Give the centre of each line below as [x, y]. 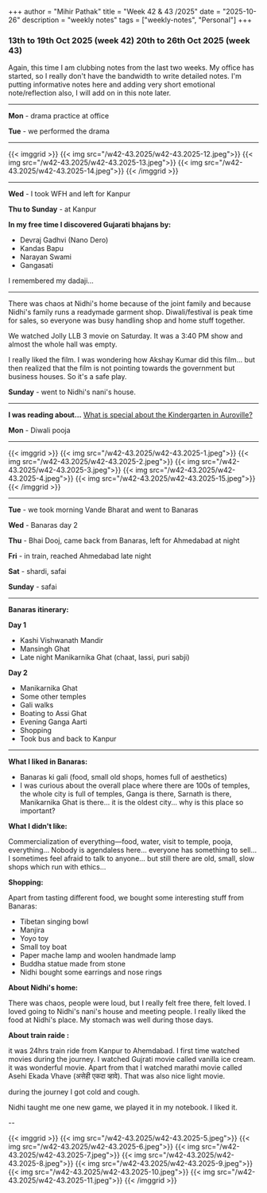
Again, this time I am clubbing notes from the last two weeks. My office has [131, 68]
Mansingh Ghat [44, 649]
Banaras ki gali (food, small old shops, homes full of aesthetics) [124, 777]
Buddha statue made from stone [72, 964]
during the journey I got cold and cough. [74, 1092]
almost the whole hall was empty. [63, 344]
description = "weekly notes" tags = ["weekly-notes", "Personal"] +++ [137, 20]
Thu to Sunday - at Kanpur [52, 209]
